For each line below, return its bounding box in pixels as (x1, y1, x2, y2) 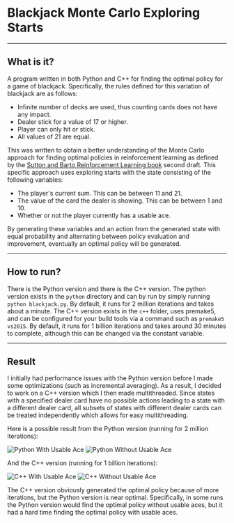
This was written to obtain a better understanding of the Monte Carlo (7, 146, 205, 154)
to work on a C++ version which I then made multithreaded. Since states (7, 389, 215, 398)
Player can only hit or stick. (17, 125, 95, 133)
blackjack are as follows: (7, 89, 78, 97)
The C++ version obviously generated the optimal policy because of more (7, 486, 219, 494)
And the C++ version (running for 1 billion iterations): (7, 459, 158, 467)
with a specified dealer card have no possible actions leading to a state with (7, 396, 225, 405)
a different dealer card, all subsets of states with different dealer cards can (7, 404, 221, 412)
